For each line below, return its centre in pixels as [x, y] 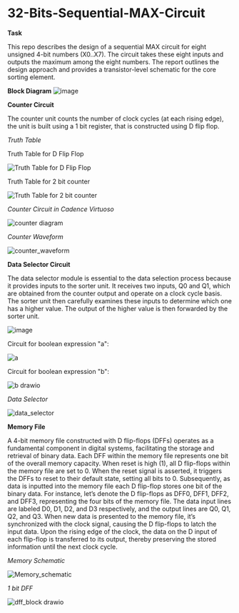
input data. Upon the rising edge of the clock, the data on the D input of [112, 531]
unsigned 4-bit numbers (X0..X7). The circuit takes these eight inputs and [116, 54]
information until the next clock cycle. [62, 547]
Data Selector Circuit [39, 264]
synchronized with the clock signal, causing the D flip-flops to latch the [112, 524]
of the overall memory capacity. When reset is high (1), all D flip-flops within [119, 463]
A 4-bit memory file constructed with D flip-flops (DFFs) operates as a [111, 440]
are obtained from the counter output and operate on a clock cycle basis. [115, 293]
